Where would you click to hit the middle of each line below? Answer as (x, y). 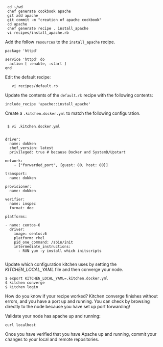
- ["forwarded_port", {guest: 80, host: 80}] (61, 165)
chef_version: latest (32, 148)
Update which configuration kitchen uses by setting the (61, 264)
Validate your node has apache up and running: (53, 316)
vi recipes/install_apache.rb (38, 33)
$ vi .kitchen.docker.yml (34, 126)
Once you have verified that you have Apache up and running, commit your (81, 334)
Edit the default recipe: (28, 77)
